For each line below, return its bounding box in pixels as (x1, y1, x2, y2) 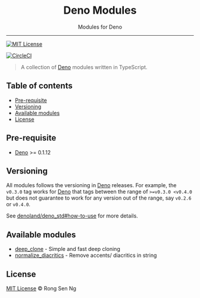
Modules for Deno (77, 23, 123, 30)
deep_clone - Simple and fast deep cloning (14, 246, 120, 253)
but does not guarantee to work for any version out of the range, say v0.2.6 (6, 194, 192, 201)
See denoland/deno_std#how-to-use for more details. (6, 212, 138, 219)
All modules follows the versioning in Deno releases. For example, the (6, 182, 177, 189)
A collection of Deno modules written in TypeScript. (20, 63, 148, 70)
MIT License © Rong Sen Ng (6, 285, 76, 292)
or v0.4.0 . (6, 201, 31, 208)
